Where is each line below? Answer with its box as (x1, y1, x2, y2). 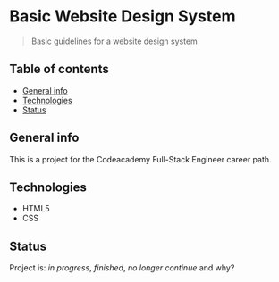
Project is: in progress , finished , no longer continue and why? (9, 262, 235, 273)
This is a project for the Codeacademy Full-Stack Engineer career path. (9, 153, 272, 164)
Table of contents (9, 62, 109, 77)
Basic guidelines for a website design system (30, 36, 199, 46)
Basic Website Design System (9, 6, 236, 27)
